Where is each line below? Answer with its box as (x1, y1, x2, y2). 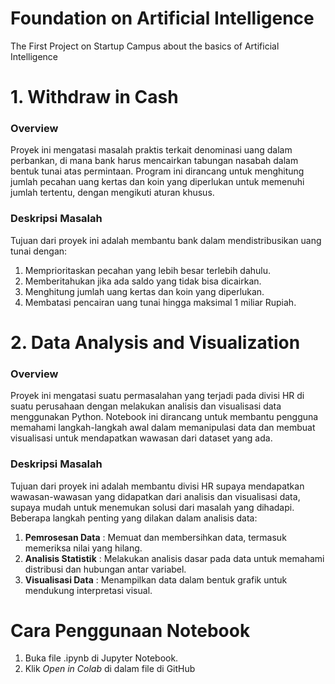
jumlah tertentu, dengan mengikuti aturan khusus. (10, 187, 215, 199)
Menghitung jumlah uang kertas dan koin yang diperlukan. (24, 285, 265, 297)
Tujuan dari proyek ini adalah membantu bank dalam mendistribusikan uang (10, 234, 322, 246)
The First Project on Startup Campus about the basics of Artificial (10, 40, 280, 52)
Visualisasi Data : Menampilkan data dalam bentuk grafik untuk (24, 573, 288, 586)
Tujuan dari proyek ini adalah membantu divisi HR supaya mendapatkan (10, 480, 305, 492)
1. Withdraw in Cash (10, 86, 179, 109)
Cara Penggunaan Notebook (10, 619, 251, 642)
